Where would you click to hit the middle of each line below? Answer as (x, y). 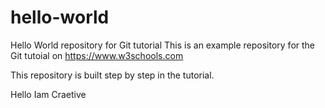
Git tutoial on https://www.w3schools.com (97, 55)
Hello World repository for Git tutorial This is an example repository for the (163, 45)
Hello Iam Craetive (48, 94)
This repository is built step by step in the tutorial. (112, 75)
